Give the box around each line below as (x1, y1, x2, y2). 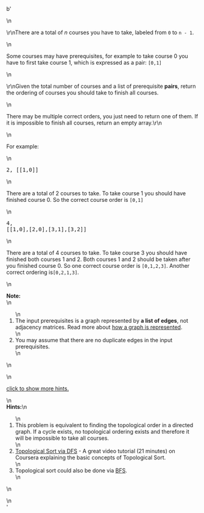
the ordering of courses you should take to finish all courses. (6, 89, 159, 96)
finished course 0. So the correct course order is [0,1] (6, 196, 144, 203)
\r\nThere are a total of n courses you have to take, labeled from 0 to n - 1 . (6, 29, 194, 36)
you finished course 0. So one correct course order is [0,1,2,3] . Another (6, 262, 190, 269)
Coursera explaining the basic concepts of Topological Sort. (15, 454, 166, 461)
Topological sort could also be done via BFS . (15, 467, 128, 474)
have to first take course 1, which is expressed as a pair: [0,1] (6, 59, 162, 66)
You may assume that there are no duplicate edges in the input (15, 337, 173, 343)
